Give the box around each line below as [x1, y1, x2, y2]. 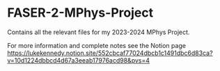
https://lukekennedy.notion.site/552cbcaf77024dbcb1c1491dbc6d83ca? [7, 49, 214, 57]
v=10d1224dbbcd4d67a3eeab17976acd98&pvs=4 [7, 56, 150, 64]
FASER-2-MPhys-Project [7, 5, 154, 21]
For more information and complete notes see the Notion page [7, 41, 187, 49]
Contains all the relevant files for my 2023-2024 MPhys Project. [7, 28, 190, 36]
